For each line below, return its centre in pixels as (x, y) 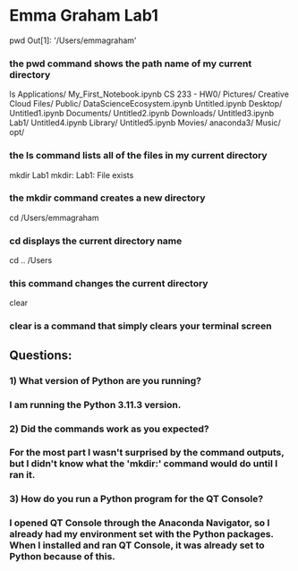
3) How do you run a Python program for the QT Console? (136, 499)
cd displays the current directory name (96, 241)
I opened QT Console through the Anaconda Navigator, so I (140, 523)
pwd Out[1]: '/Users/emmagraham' (73, 40)
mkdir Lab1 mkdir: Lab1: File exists (72, 175)
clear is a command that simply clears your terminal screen (140, 326)
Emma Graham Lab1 (84, 16)
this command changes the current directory (109, 284)
